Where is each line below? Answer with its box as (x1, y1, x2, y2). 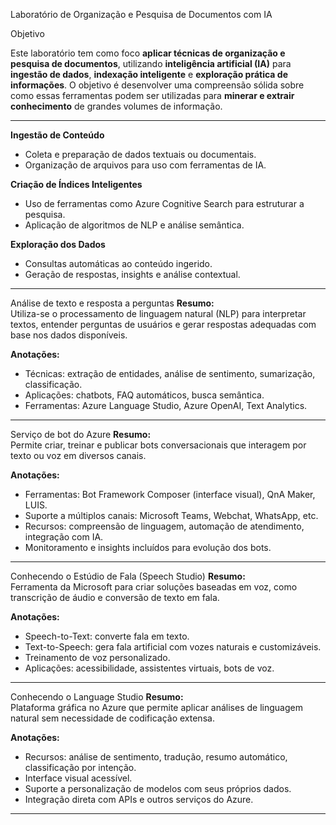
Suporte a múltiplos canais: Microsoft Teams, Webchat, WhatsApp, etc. (24, 510, 319, 521)
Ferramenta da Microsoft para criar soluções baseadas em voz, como (10, 581, 298, 593)
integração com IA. (24, 531, 104, 543)
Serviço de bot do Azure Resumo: (10, 429, 152, 440)
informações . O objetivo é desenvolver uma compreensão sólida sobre (10, 79, 305, 91)
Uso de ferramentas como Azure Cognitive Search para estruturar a (24, 198, 305, 209)
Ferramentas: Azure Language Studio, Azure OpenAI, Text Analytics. (24, 400, 308, 411)
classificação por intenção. (24, 762, 137, 773)
